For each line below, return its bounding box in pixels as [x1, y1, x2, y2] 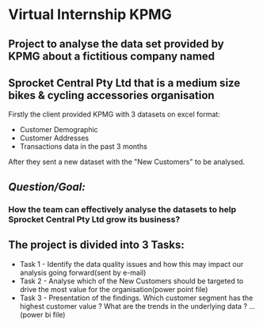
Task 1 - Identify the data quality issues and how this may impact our [19, 259, 244, 268]
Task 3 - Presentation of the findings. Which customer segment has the [19, 293, 253, 302]
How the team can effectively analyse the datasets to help [8, 203, 236, 215]
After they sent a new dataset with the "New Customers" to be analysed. [8, 157, 246, 167]
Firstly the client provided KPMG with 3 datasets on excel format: [8, 109, 220, 120]
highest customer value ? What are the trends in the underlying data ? [19, 301, 248, 310]
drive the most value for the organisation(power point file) [19, 284, 208, 294]
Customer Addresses [19, 133, 90, 143]
